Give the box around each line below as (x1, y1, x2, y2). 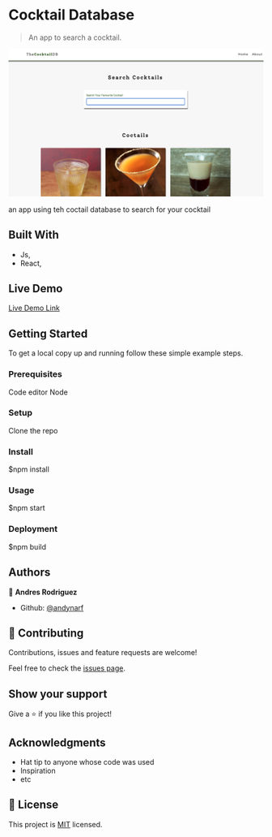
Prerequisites (8, 369, 62, 380)
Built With (8, 228, 59, 242)
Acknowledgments (8, 736, 107, 749)
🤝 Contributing (8, 626, 84, 640)
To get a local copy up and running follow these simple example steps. (8, 348, 244, 358)
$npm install (8, 464, 50, 474)
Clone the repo (8, 425, 58, 435)
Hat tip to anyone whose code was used (19, 757, 155, 766)
